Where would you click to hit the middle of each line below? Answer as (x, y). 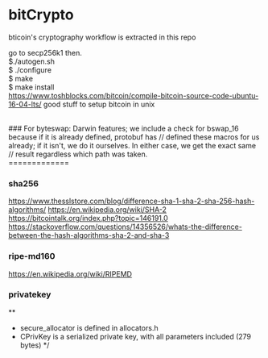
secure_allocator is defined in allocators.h (89, 327)
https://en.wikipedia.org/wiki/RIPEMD (70, 274)
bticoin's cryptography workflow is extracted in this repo (102, 37)
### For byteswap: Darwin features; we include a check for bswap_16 (124, 128)
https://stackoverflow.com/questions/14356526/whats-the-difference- (126, 227)
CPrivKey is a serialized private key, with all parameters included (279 (136, 336)
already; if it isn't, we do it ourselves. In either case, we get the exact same (132, 145)
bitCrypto (41, 15)
